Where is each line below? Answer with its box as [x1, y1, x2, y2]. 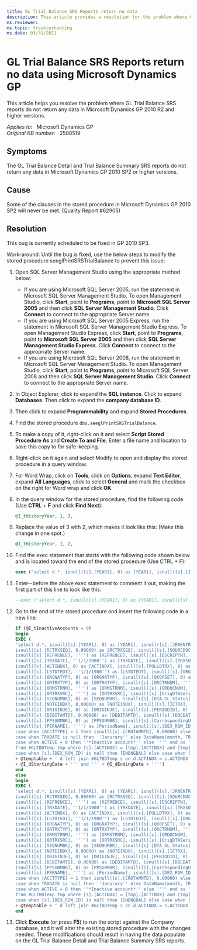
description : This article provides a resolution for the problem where [6, 14, 188, 20]
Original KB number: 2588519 [6, 130, 81, 137]
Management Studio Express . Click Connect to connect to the [23, 341, 176, 348]
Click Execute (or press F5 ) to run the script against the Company [15, 918, 174, 925]
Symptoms [6, 147, 47, 157]
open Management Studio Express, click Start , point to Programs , [23, 329, 184, 336]
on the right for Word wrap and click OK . [15, 484, 113, 491]
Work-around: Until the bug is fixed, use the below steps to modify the [6, 251, 176, 258]
